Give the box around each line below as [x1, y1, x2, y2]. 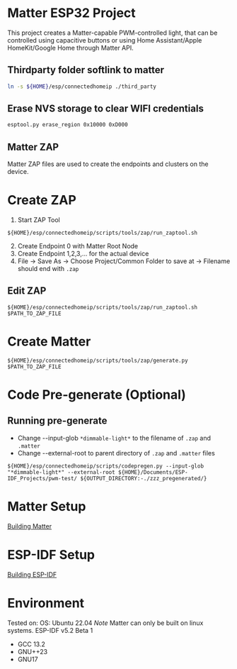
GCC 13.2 [17, 640, 46, 648]
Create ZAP [7, 192, 76, 209]
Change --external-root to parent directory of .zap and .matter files [17, 448, 216, 457]
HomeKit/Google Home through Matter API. [7, 43, 134, 52]
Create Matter [7, 333, 91, 350]
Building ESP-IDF [7, 570, 57, 579]
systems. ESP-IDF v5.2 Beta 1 [7, 626, 93, 634]
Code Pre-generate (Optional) [7, 387, 186, 402]
